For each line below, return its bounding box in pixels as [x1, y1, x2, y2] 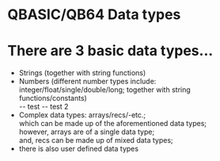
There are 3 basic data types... [7, 42, 214, 60]
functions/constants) [18, 94, 88, 103]
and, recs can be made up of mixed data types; [18, 136, 173, 145]
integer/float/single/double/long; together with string [18, 85, 191, 94]
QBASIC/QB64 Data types [7, 6, 181, 24]
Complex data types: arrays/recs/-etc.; [18, 110, 146, 120]
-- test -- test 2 [18, 102, 69, 112]
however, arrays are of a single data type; [18, 127, 155, 136]
